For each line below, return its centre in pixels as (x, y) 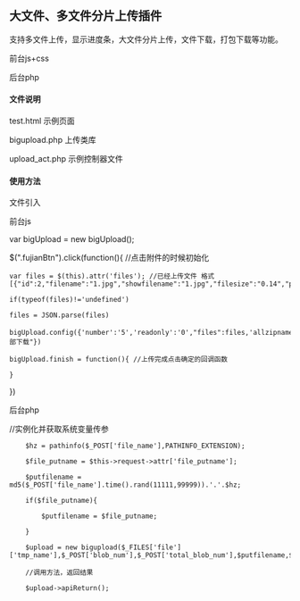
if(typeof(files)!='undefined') (69, 300)
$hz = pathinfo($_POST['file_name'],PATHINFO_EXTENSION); (135, 446)
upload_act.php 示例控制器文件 (66, 159)
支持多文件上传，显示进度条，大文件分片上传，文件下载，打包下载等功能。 (146, 39)
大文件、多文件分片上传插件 (86, 16)
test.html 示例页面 (42, 121)
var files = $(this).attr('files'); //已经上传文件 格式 (112, 276)
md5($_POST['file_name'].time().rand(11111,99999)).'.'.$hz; (125, 485)
